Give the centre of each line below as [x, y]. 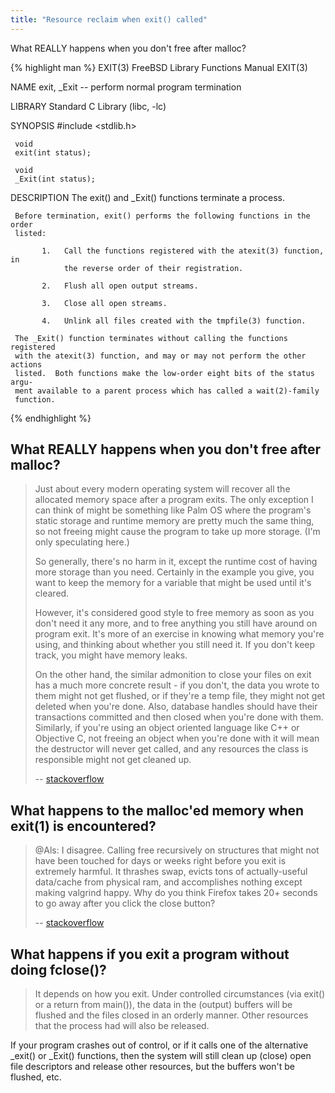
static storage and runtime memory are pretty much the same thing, [174, 521]
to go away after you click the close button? [125, 903]
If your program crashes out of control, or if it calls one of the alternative [159, 1045]
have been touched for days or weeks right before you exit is [160, 861]
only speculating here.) [82, 542]
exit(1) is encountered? [83, 826]
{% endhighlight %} [51, 418]
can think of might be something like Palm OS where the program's [173, 510]
